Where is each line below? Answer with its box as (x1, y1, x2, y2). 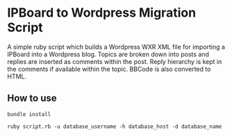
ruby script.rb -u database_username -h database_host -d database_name (7, 123, 222, 130)
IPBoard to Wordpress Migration (7, 5, 197, 21)
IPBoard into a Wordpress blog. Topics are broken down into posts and (7, 50, 210, 58)
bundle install (7, 111, 51, 118)
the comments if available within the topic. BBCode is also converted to (7, 65, 211, 73)
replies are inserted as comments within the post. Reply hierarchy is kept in (7, 57, 222, 65)
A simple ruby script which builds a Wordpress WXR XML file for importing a (7, 42, 226, 51)
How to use (7, 92, 57, 104)
